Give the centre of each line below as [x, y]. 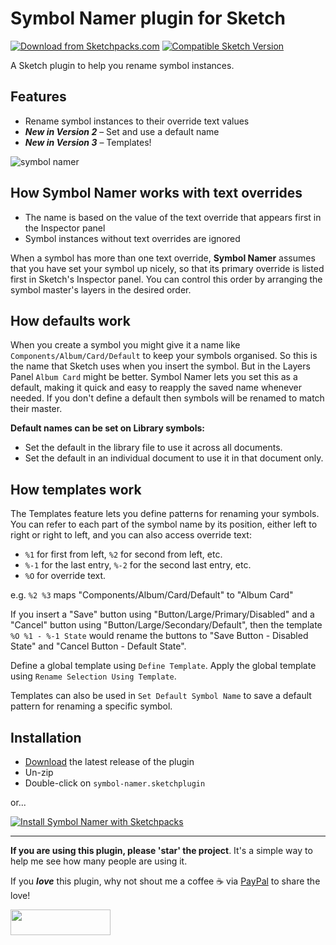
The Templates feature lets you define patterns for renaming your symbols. [165, 514]
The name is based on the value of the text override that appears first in [173, 217]
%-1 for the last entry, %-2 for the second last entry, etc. [138, 565]
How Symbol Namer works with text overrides [156, 193]
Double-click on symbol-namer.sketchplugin [115, 783]
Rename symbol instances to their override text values [137, 121]
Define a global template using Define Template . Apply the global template [163, 666]
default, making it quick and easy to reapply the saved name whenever [156, 388]
